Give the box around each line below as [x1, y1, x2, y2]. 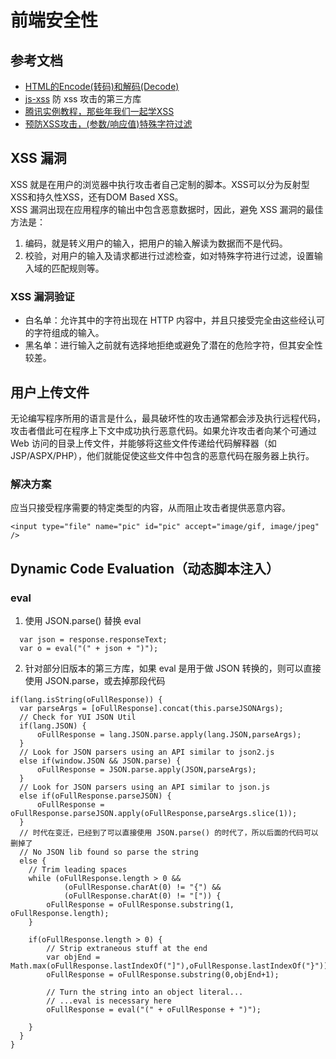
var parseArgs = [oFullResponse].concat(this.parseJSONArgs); [19, 703, 284, 713]
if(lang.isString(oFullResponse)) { [10, 694, 163, 705]
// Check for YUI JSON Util [19, 712, 137, 722]
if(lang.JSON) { [19, 721, 87, 731]
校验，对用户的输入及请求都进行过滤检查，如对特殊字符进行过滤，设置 [24, 249, 315, 261]
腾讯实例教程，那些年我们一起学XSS [24, 106, 175, 117]
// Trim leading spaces [28, 864, 128, 875]
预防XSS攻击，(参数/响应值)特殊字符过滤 [24, 118, 193, 130]
